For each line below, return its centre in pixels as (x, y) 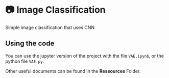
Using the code (30, 44)
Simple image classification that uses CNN (50, 27)
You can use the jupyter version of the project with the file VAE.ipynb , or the (85, 56)
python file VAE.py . (25, 61)
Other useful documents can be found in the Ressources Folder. (73, 71)
